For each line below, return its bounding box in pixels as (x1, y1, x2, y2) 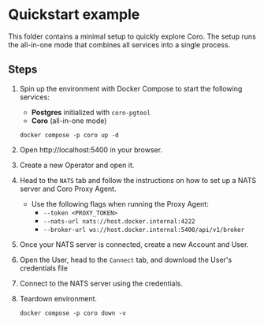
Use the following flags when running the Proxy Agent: (31, 199, 209, 208)
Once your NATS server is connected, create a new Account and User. (19, 239, 249, 249)
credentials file (19, 263, 69, 273)
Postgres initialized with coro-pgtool (31, 107, 151, 117)
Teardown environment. (19, 293, 97, 303)
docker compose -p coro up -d (19, 131, 120, 139)
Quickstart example (8, 6, 140, 24)
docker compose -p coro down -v (19, 309, 126, 317)
